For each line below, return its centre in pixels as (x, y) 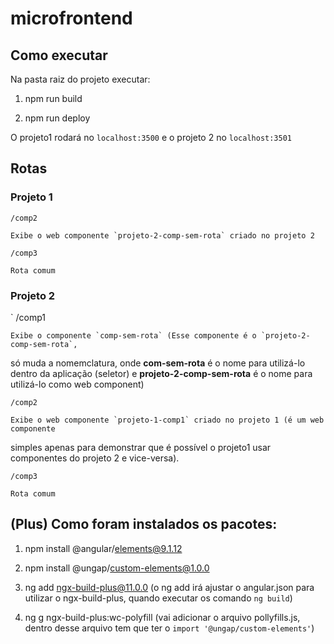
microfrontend (71, 18)
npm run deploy (57, 118)
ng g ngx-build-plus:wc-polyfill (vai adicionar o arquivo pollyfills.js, (162, 617)
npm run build (53, 98)
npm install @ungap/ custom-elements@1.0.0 (117, 568)
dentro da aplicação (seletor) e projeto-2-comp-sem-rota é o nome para (161, 373)
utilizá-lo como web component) (77, 384)
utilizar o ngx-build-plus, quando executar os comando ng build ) (158, 598)
